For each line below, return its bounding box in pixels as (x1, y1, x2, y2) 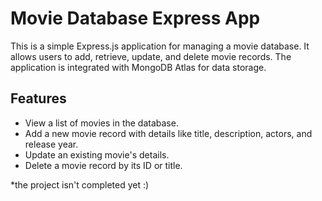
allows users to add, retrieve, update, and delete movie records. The (10, 50, 292, 62)
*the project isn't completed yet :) (10, 178, 150, 191)
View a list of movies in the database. (24, 117, 179, 129)
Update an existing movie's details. (24, 148, 170, 161)
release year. (24, 138, 79, 150)
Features (10, 90, 67, 107)
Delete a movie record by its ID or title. (24, 159, 183, 171)
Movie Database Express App (10, 7, 261, 30)
